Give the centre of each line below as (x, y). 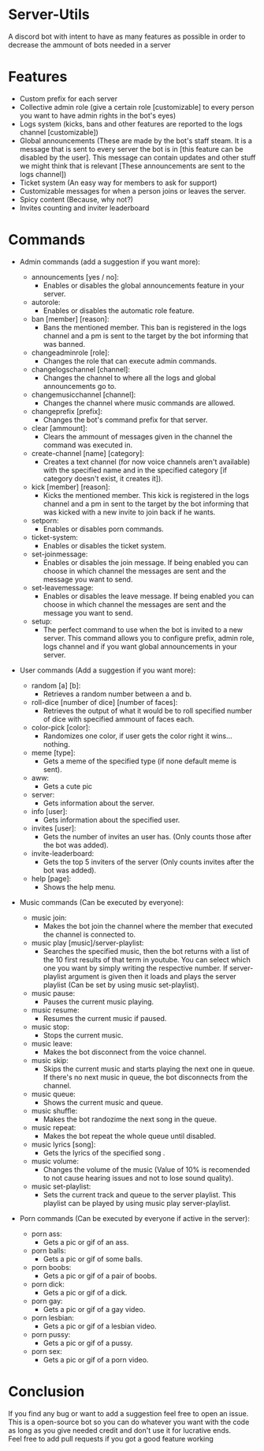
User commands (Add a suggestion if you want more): (108, 670)
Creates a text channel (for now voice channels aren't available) (147, 462)
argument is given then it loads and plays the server (152, 976)
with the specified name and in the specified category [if (135, 470)
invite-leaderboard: (63, 853)
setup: (42, 621)
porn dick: (48, 1284)
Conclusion (46, 1392)
